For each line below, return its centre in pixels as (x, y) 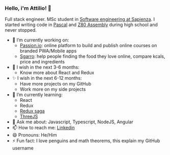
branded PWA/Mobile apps (48, 51)
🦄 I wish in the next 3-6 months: (46, 67)
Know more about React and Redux (57, 73)
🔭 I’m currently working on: (41, 40)
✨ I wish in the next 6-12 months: (47, 78)
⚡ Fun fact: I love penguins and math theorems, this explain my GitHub (86, 141)
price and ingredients (42, 62)
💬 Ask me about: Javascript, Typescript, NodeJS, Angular (73, 122)
